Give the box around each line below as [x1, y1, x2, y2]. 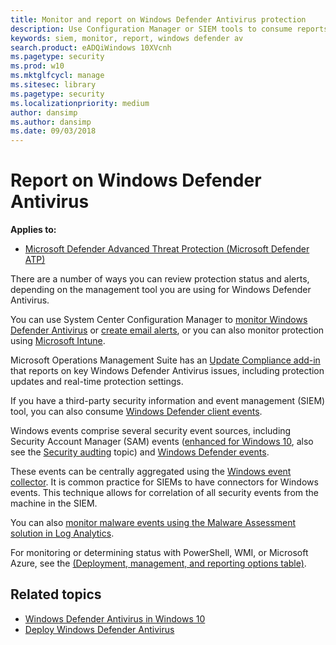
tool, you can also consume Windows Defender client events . [10, 406, 263, 418]
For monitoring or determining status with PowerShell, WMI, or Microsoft [10, 547, 309, 559]
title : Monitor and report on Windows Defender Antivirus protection [10, 14, 307, 25]
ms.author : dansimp [10, 117, 92, 127]
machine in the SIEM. [10, 497, 98, 510]
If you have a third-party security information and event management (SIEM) [10, 395, 326, 407]
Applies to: [10, 224, 57, 236]
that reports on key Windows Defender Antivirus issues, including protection [10, 365, 325, 377]
